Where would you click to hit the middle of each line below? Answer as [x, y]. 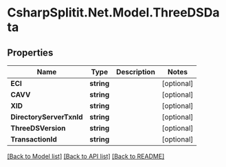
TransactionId [34, 139]
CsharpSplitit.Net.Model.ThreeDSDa [113, 13]
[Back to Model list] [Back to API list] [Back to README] [86, 156]
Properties [30, 53]
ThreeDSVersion [38, 128]
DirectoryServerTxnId [47, 117]
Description [136, 72]
